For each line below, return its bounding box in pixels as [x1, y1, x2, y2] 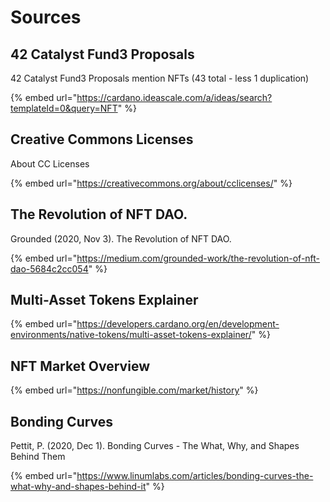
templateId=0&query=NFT [10, 102, 118, 114]
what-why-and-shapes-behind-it [10, 481, 147, 493]
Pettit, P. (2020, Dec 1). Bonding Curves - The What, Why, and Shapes [10, 440, 300, 452]
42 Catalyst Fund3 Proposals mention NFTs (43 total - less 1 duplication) [10, 72, 310, 84]
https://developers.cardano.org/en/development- [76, 318, 280, 330]
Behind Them [10, 451, 66, 463]
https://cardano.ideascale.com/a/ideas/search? [76, 92, 273, 103]
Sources [10, 6, 82, 29]
